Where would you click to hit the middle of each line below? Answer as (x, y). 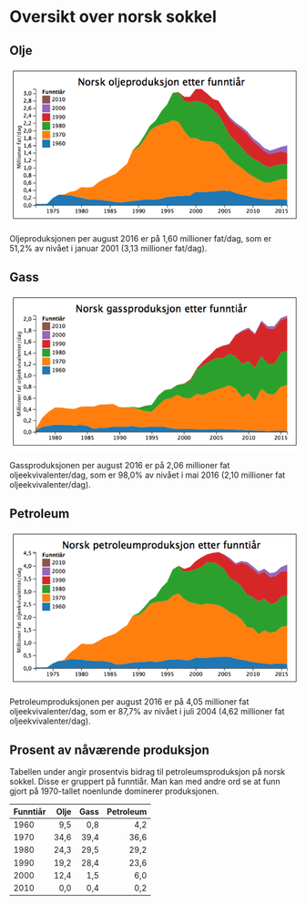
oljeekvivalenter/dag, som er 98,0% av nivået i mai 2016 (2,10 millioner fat (148, 475)
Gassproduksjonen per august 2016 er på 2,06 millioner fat (120, 466)
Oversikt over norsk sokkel (113, 17)
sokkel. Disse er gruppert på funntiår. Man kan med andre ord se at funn (145, 782)
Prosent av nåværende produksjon (109, 750)
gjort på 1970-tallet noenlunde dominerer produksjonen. (114, 791)
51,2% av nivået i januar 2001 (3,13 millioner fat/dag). (108, 249)
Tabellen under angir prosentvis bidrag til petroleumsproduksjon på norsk (147, 772)
